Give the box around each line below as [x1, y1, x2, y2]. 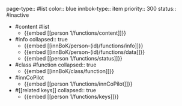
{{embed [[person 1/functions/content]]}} [23, 29, 127, 37]
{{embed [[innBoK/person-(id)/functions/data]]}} [23, 49, 145, 56]
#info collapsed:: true [14, 36, 68, 43]
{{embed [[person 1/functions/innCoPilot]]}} [23, 80, 133, 87]
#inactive [6, 11, 29, 19]
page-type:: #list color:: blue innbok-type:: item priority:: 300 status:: [6, 5, 177, 12]
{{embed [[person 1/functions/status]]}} [23, 55, 123, 62]
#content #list [14, 23, 50, 30]
